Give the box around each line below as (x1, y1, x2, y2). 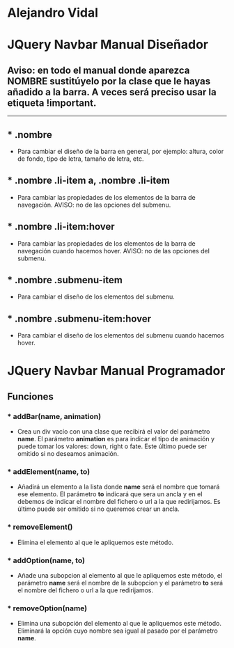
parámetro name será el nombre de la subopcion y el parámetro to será (17, 579, 224, 587)
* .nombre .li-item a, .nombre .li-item (7, 175, 171, 187)
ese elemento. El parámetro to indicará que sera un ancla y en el (17, 490, 203, 498)
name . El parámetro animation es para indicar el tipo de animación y (17, 435, 214, 443)
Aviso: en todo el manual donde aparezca (7, 64, 190, 76)
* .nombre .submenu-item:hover (7, 313, 152, 324)
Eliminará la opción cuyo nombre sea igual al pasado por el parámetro (17, 626, 218, 635)
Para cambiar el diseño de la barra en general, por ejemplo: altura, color (17, 148, 224, 155)
